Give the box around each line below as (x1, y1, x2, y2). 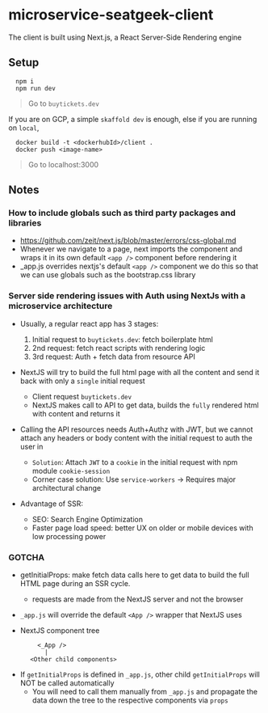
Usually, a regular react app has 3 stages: (19, 319, 159, 328)
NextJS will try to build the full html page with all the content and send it (19, 367, 260, 377)
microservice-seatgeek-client (8, 6, 214, 24)
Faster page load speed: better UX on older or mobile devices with (31, 523, 253, 533)
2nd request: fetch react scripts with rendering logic (31, 343, 206, 352)
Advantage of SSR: (19, 499, 83, 508)
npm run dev (15, 84, 57, 92)
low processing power (31, 531, 107, 541)
